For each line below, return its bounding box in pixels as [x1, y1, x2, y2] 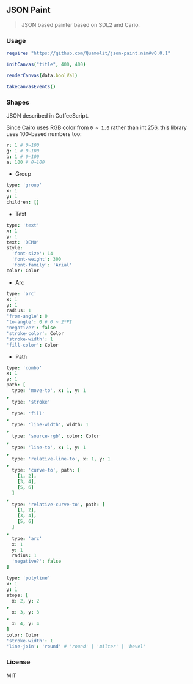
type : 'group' [6, 182, 43, 189]
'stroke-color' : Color [6, 330, 64, 336]
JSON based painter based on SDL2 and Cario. [21, 21, 140, 28]
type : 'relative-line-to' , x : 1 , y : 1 [12, 456, 111, 462]
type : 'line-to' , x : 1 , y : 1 [12, 444, 86, 451]
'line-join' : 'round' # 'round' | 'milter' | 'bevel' [6, 643, 147, 650]
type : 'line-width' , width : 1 [12, 422, 89, 428]
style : [6, 245, 23, 251]
